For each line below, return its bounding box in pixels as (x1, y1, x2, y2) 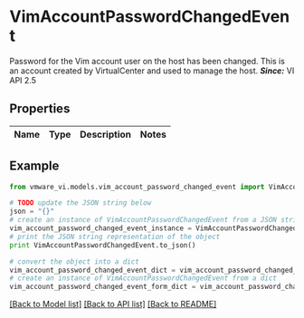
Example (9, 159, 60, 174)
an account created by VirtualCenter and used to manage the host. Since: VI (9, 65, 295, 76)
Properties (9, 101, 71, 117)
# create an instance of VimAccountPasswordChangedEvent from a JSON (9, 216, 278, 225)
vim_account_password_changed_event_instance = (9, 224, 193, 233)
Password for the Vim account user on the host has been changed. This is (9, 55, 285, 66)
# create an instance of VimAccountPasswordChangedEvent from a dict (9, 274, 278, 283)
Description (80, 128, 131, 140)
